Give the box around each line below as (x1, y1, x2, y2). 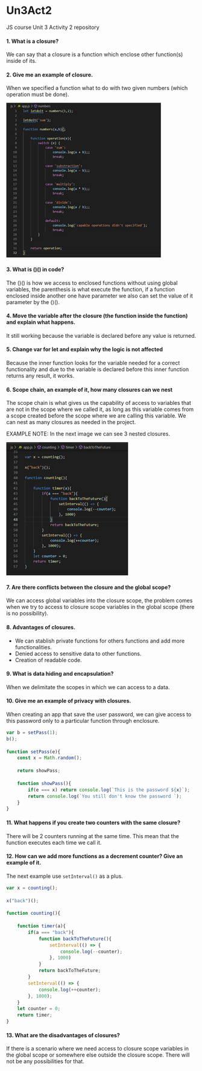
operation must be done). (6, 91, 69, 98)
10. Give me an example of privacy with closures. (6, 698, 131, 705)
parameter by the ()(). (6, 298, 60, 305)
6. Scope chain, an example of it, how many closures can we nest (6, 386, 173, 393)
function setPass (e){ (6, 749, 61, 755)
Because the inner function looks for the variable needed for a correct (6, 359, 180, 366)
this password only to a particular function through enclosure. (6, 717, 160, 724)
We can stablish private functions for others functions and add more (14, 637, 185, 644)
